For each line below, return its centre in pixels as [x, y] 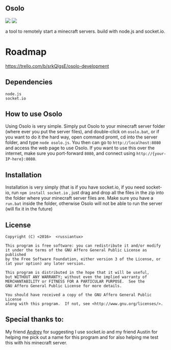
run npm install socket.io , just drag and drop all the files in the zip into [88, 193]
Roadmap [26, 52]
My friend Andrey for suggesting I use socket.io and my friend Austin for [81, 332]
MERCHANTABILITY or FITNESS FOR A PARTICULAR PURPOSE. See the [75, 282]
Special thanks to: [34, 320]
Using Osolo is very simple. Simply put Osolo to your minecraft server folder [85, 126]
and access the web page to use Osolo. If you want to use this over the [80, 148]
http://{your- [151, 154]
